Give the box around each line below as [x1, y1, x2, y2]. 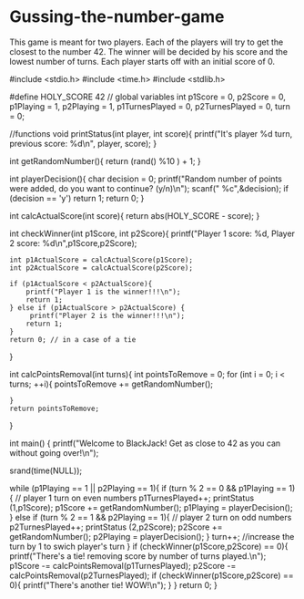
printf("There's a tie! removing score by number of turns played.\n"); [9, 550, 267, 562]
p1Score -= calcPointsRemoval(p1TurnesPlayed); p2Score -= [9, 560, 237, 571]
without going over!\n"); [9, 447, 99, 458]
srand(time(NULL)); [9, 465, 83, 476]
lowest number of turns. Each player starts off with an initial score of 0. [9, 56, 276, 67]
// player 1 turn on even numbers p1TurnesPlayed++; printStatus [15, 492, 255, 503]
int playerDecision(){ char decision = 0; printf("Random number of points [9, 173, 282, 184]
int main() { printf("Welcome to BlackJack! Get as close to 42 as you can [9, 438, 281, 449]
